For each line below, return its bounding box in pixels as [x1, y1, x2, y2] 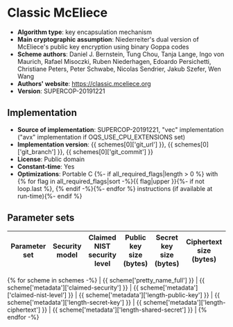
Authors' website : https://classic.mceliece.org [17, 79, 151, 87]
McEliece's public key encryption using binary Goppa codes [17, 42, 189, 51]
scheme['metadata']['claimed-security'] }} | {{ [7, 283, 139, 292]
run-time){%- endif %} [17, 192, 83, 200]
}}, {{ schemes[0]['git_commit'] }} [57, 147, 154, 156]
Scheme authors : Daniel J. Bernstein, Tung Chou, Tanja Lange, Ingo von [17, 50, 225, 58]
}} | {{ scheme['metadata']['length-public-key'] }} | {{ [68, 290, 221, 299]
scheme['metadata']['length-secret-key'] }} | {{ [7, 298, 142, 306]
